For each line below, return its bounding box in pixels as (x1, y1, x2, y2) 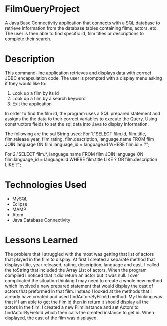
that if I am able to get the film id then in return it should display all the (5, 299, 149, 305)
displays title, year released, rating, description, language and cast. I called (5, 261, 159, 268)
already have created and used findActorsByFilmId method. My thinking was (5, 293, 162, 299)
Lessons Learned (5, 235, 78, 246)
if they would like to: (5, 80, 46, 86)
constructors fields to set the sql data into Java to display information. (5, 121, 149, 127)
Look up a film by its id (12, 90, 59, 96)
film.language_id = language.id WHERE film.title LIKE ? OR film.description (5, 156, 157, 162)
